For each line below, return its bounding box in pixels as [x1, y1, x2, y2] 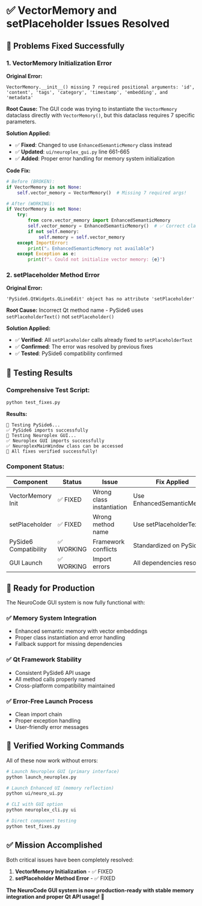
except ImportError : [17, 240, 69, 246]
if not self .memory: [28, 228, 79, 235]
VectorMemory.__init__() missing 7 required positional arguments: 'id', [6, 84, 195, 90]
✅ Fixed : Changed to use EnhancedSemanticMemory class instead [14, 141, 173, 148]
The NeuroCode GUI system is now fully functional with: [6, 599, 145, 606]
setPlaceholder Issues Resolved [6, 17, 170, 31]
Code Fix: [6, 167, 31, 174]
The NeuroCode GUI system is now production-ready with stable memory [6, 886, 194, 894]
